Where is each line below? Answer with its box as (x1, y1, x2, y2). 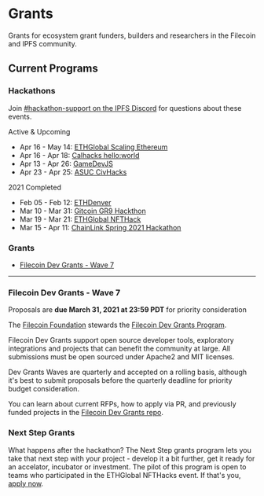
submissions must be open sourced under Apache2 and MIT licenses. (8, 352, 235, 362)
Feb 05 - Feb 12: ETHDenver (19, 197, 112, 207)
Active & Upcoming (8, 127, 71, 136)
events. (8, 112, 32, 121)
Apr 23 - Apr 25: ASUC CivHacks (19, 167, 127, 177)
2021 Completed (8, 182, 61, 192)
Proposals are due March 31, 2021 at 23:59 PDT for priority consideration (8, 305, 247, 314)
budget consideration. (8, 384, 80, 394)
